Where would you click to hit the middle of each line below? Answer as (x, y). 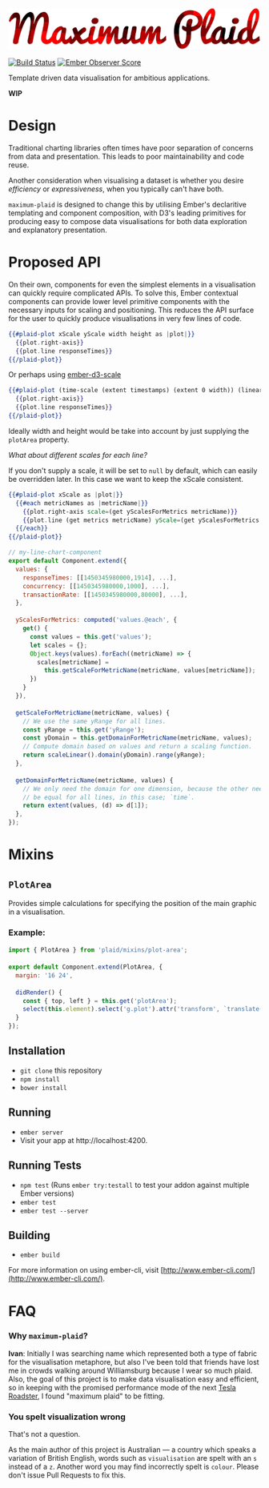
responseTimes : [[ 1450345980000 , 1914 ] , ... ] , (100, 578)
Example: (27, 933)
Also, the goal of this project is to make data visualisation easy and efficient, (134, 1379)
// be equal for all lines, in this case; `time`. (109, 797)
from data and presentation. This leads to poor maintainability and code (126, 156)
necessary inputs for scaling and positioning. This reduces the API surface (131, 310)
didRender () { (39, 993)
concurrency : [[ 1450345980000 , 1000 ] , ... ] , (96, 586)
